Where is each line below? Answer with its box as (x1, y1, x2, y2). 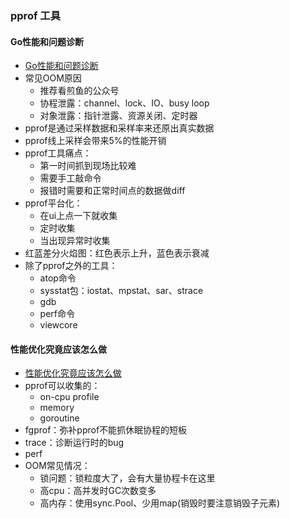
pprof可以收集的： (24, 380, 101, 392)
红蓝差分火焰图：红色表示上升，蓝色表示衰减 (24, 247, 210, 259)
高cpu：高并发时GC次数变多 (39, 485, 157, 497)
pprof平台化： (24, 197, 83, 209)
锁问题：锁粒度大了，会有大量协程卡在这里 (39, 472, 216, 484)
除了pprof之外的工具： (24, 260, 118, 272)
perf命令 (39, 308, 75, 320)
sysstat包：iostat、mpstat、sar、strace (39, 285, 204, 297)
